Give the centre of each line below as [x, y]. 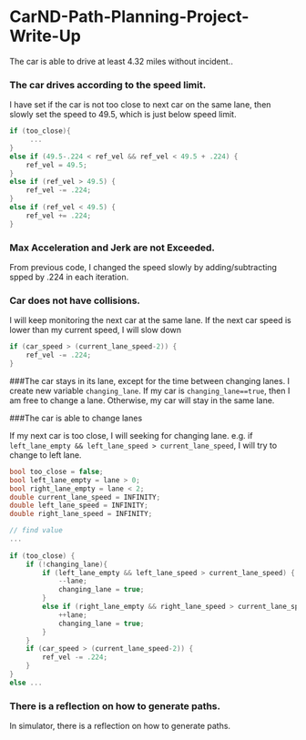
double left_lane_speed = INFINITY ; [79, 506]
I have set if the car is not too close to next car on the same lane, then [140, 105]
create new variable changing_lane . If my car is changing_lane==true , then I [150, 390]
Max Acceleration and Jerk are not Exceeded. [112, 248]
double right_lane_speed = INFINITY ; [81, 514]
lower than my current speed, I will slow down [96, 330]
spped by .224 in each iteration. [69, 277]
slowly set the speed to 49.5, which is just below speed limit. [123, 115]
